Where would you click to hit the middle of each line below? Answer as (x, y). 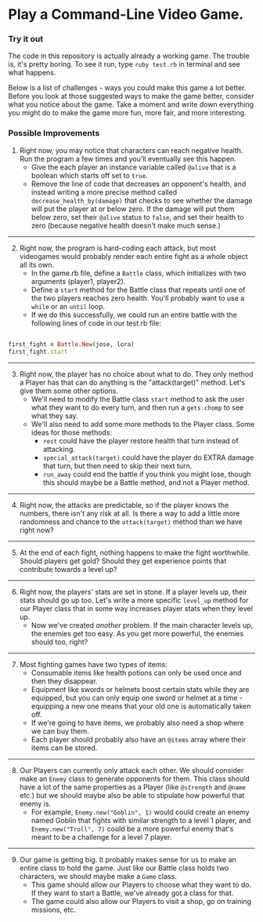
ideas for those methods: (71, 432)
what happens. (32, 73)
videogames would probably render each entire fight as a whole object (133, 256)
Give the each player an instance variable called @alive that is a (133, 167)
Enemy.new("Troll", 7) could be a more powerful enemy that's (132, 829)
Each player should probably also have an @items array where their (139, 739)
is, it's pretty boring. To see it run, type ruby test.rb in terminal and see (124, 64)
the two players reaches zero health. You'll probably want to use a (138, 298)
